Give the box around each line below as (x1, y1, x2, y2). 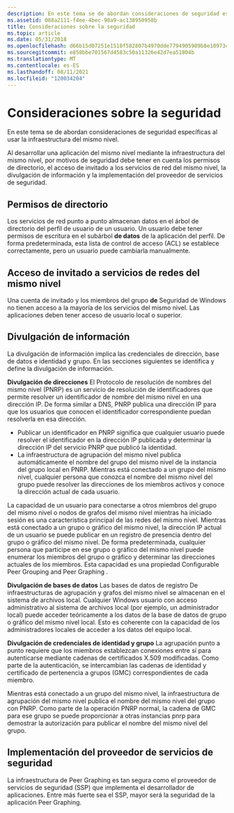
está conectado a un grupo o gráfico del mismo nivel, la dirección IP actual (7, 523, 221, 531)
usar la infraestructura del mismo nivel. (7, 135, 120, 143)
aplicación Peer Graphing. (7, 798, 82, 806)
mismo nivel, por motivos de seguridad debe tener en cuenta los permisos (7, 156, 221, 164)
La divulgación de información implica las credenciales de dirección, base (7, 349, 219, 358)
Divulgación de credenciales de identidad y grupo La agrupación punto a (7, 638, 221, 647)
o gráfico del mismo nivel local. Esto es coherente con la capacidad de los (7, 617, 220, 626)
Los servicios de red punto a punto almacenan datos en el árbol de (7, 217, 199, 226)
